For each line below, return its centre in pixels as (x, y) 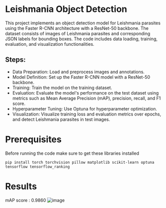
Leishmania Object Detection (66, 9)
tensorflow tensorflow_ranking (38, 167)
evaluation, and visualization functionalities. (50, 44)
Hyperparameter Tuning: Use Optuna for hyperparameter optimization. (85, 108)
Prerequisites (34, 139)
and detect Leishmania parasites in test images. (61, 119)
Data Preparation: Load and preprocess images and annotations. (79, 72)
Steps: (15, 60)
